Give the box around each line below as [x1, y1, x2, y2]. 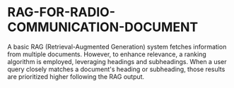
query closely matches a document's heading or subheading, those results [7, 65, 226, 73]
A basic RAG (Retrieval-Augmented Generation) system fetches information [7, 42, 227, 51]
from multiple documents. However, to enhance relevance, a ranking [7, 50, 206, 58]
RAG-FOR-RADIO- [7, 4, 115, 20]
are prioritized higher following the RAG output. [7, 72, 145, 81]
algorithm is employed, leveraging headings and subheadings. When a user [7, 57, 227, 65]
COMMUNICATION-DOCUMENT [7, 19, 199, 35]
